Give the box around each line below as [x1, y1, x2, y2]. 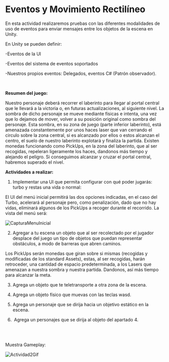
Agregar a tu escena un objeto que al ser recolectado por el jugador [12, 230, 154, 236]
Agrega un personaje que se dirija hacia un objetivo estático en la [12, 301, 149, 307]
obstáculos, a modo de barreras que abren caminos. [12, 240, 122, 246]
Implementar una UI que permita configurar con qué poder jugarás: [12, 178, 152, 185]
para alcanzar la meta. [5, 272, 52, 278]
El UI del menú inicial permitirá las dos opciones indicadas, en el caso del [5, 194, 157, 200]
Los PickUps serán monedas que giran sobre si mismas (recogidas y [5, 250, 148, 257]
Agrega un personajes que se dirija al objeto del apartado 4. [14, 316, 139, 322]
